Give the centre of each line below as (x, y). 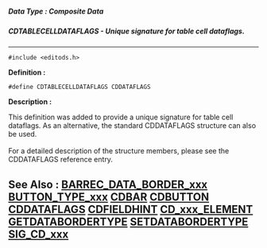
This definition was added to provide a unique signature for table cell (121, 117)
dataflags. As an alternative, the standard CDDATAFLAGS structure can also (132, 126)
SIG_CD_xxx (39, 234)
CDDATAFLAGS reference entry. (61, 160)
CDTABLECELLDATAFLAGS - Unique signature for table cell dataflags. (126, 31)
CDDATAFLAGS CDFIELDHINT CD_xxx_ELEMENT (131, 209)
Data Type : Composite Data (56, 11)
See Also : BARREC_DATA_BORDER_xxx (108, 184)
